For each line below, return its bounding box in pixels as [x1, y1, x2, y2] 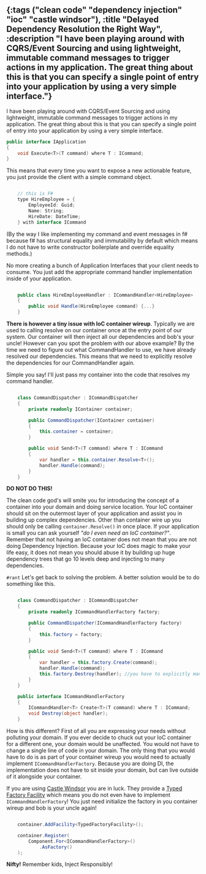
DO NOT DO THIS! [6, 485, 53, 492]
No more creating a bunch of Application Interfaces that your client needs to [6, 262, 199, 269]
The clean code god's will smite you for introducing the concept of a [6, 496, 180, 504]
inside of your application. [6, 275, 72, 282]
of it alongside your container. [6, 773, 82, 780]
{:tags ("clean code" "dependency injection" [6, 5, 183, 15]
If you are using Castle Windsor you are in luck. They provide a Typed [6, 785, 183, 792]
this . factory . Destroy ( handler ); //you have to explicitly [39, 671, 191, 677]
